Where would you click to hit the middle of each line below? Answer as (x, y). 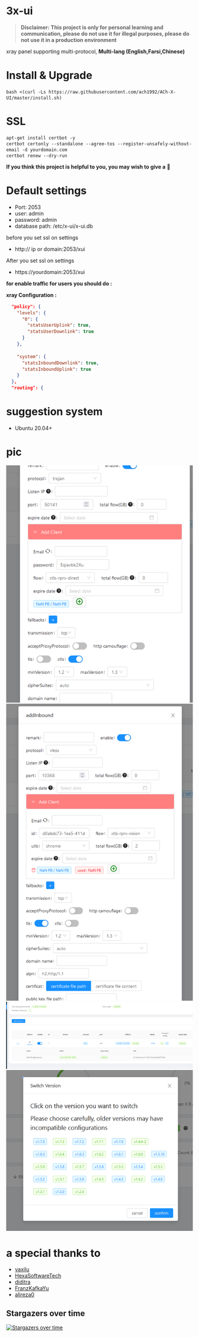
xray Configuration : (31, 295)
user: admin (29, 213)
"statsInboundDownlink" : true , (60, 363)
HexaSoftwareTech (38, 1276)
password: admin (36, 219)
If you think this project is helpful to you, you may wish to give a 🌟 (88, 167)
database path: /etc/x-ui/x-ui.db (54, 226)
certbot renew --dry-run (37, 155)
